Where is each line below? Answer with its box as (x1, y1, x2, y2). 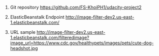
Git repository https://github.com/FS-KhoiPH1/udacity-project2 (10, 5, 142, 10)
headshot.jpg (10, 45, 38, 51)
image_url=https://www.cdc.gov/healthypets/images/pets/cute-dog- (10, 40, 154, 46)
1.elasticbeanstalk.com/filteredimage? (10, 35, 89, 40)
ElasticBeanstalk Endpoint (10, 14, 65, 20)
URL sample (10, 29, 36, 35)
